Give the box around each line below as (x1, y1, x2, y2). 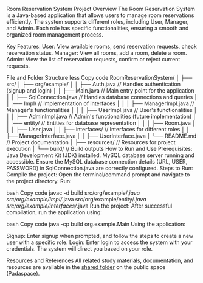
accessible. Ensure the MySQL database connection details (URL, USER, (6, 158, 188, 165)
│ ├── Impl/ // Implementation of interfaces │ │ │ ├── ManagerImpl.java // (6, 100, 194, 107)
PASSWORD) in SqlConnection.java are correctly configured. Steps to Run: (6, 164, 193, 172)
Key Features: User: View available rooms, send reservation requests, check (6, 43, 198, 50)
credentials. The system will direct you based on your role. (6, 245, 153, 252)
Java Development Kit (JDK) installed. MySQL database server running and (6, 152, 194, 159)
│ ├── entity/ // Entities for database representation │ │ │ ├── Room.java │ (6, 119, 196, 127)
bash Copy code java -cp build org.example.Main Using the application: (6, 220, 186, 228)
